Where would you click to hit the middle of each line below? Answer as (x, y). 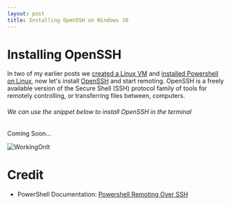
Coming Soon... (29, 133)
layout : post (26, 14)
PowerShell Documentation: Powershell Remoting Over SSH (103, 194)
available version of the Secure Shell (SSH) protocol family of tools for (107, 88)
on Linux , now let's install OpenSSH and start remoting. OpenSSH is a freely (115, 81)
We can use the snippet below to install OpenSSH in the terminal (100, 112)
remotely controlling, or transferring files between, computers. (96, 96)
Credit (25, 175)
